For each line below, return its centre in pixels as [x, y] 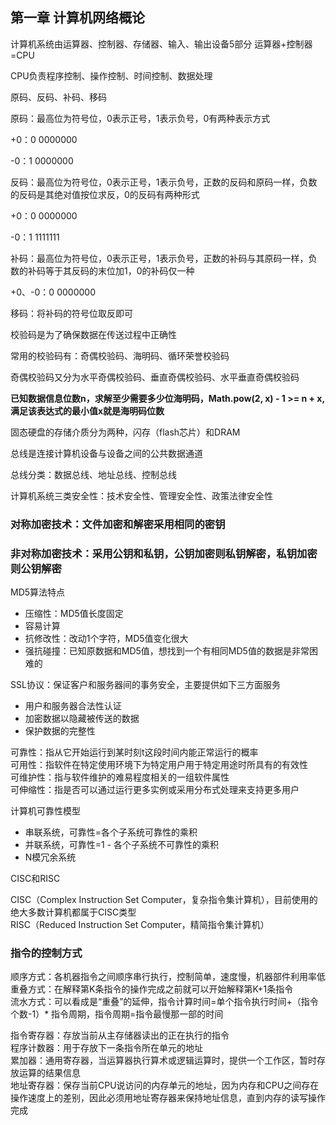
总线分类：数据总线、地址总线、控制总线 [93, 474]
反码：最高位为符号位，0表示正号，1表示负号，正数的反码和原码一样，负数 [164, 182]
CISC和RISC [35, 879]
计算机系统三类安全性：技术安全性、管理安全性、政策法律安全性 [141, 495]
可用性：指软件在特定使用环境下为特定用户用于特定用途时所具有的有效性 [159, 765]
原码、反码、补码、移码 [58, 97]
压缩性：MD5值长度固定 [74, 614]
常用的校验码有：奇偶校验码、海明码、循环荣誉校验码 [120, 355]
